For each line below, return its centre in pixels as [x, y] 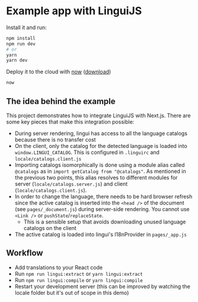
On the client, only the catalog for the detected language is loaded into [101, 146]
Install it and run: [27, 27]
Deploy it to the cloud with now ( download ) [59, 72]
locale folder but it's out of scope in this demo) [72, 292]
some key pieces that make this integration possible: [70, 122]
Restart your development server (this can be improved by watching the [103, 286]
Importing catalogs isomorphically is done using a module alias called [100, 165]
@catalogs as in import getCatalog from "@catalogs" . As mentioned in [100, 171]
